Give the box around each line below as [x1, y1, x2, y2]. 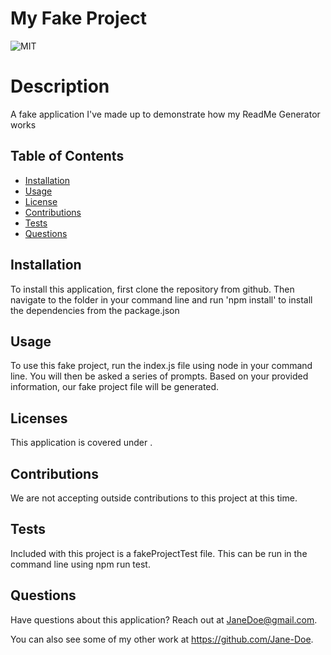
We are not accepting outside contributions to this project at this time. [10, 492, 298, 504]
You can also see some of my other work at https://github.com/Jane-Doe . [10, 633, 314, 645]
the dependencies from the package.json [10, 304, 180, 316]
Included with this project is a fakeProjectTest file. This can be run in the [10, 547, 308, 559]
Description [10, 75, 110, 98]
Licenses [10, 410, 68, 427]
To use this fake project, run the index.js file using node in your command [10, 360, 313, 372]
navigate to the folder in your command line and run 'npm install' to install [10, 293, 313, 306]
